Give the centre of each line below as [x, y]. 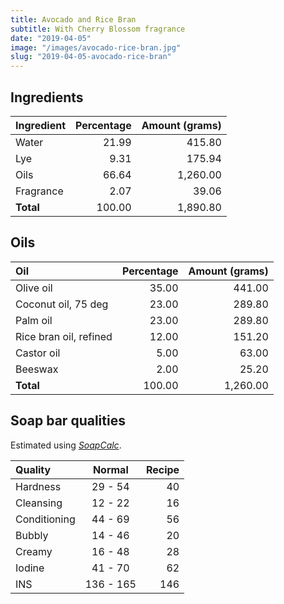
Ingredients [47, 97]
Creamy [34, 551]
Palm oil [34, 320]
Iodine [30, 568]
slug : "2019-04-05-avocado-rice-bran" [91, 57]
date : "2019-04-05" [51, 38]
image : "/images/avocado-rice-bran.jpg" [96, 47]
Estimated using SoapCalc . [66, 445]
